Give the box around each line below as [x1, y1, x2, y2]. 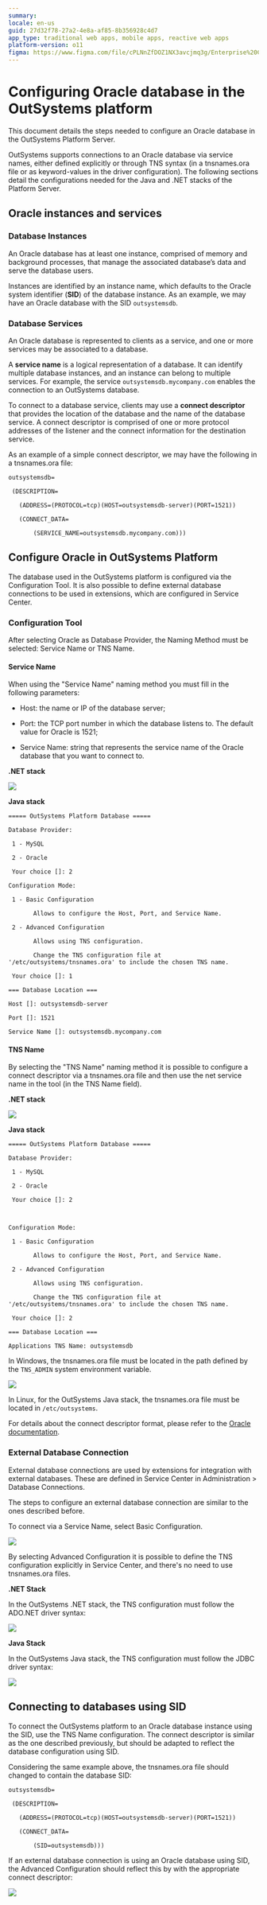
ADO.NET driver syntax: [8, 1608, 86, 1617]
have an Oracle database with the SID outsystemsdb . [8, 297, 179, 307]
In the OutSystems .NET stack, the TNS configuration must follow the [8, 1600, 234, 1609]
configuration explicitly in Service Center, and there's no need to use [8, 1560, 233, 1569]
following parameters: [8, 688, 80, 698]
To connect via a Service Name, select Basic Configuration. [8, 1521, 203, 1531]
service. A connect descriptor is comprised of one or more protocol [8, 417, 230, 426]
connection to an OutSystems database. [8, 385, 140, 395]
